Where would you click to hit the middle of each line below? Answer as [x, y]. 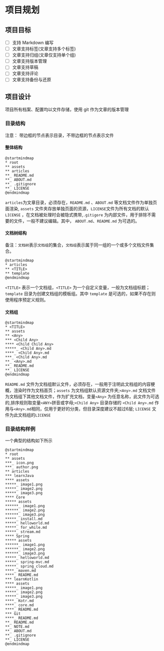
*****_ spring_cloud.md [29, 566]
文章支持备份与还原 [32, 80]
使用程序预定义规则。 [27, 300]
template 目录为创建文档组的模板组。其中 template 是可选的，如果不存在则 [81, 293]
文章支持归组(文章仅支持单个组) [44, 55]
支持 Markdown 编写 [33, 43]
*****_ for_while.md [26, 528]
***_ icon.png [20, 463]
